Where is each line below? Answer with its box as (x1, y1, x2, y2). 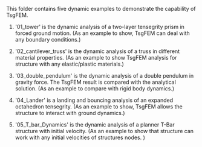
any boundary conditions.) (15, 36, 81, 43)
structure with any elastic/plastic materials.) (15, 60, 124, 67)
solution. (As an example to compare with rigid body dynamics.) (15, 85, 175, 92)
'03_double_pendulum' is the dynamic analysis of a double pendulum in (15, 72, 194, 79)
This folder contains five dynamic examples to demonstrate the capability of (6, 5, 196, 12)
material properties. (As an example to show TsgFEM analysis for (15, 54, 177, 61)
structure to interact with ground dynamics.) (15, 110, 125, 116)
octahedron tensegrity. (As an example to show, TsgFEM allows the (15, 103, 183, 110)
